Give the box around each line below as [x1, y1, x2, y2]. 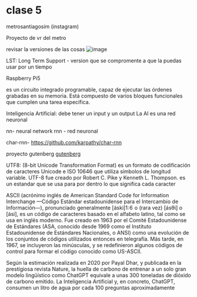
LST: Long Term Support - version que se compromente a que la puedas [6, 57, 182, 64]
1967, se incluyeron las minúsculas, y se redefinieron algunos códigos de [6, 241, 183, 248]
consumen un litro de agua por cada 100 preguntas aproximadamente [6, 284, 175, 291]
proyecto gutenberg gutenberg [6, 150, 81, 157]
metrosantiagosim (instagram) [6, 23, 79, 30]
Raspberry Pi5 [6, 75, 41, 82]
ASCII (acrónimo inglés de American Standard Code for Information [6, 191, 169, 198]
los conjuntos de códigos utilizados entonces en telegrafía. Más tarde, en [6, 235, 184, 242]
